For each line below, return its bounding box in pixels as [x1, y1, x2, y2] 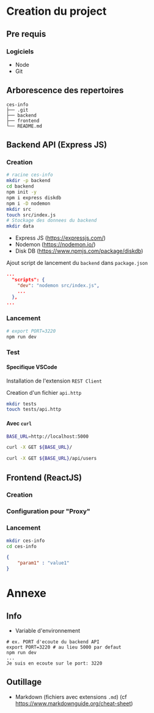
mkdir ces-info [6, 538, 45, 544]
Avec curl [6, 419, 32, 427]
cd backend [6, 183, 34, 189]
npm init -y [6, 189, 37, 195]
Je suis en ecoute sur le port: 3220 [6, 660, 103, 666]
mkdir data [6, 223, 34, 229]
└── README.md [6, 123, 43, 129]
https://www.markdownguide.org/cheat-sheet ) [15, 700, 133, 707]
